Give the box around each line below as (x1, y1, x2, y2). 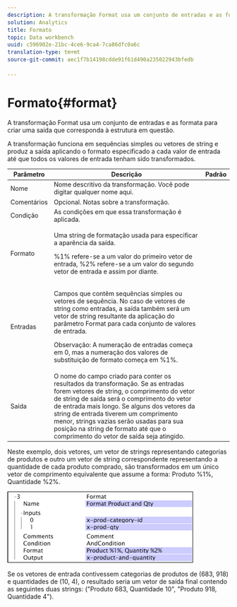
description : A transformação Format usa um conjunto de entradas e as (7, 11, 222, 18)
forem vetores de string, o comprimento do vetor (54, 387, 195, 395)
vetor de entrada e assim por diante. (54, 267, 159, 276)
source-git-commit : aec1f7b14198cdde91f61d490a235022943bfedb (7, 57, 194, 64)
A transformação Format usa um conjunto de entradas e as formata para (7, 118, 218, 126)
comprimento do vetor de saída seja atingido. (54, 432, 185, 440)
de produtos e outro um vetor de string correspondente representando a (7, 455, 218, 464)
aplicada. (54, 215, 80, 223)
